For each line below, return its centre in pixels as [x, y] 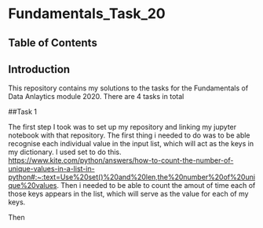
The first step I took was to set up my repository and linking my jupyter [122, 127]
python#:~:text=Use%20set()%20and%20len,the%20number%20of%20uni [132, 177]
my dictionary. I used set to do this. [65, 152]
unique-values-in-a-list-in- [52, 169]
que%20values [33, 186]
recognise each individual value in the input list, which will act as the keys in [131, 144]
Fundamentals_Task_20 [87, 14]
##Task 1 [23, 112]
